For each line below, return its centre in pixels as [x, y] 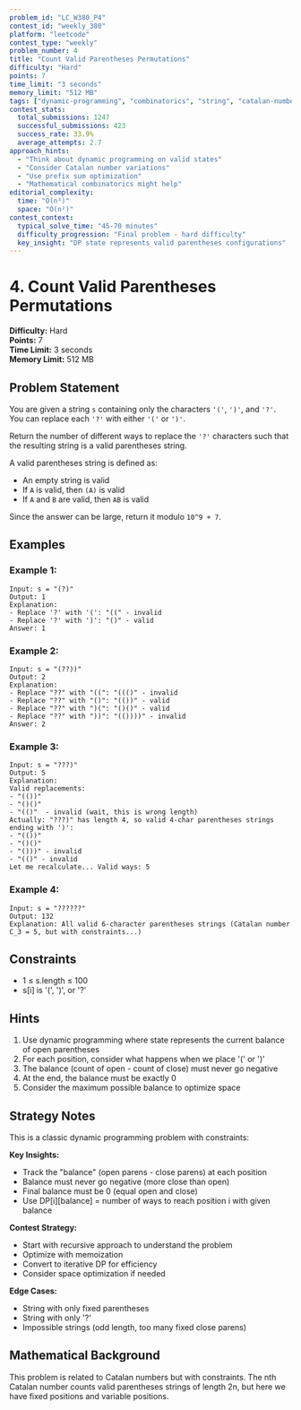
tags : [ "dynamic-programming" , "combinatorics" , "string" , [122, 101]
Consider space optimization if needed [94, 1274]
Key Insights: [34, 1155]
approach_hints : [39, 151]
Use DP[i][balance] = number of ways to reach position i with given [146, 1201]
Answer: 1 [28, 628]
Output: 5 [28, 773]
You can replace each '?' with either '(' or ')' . [98, 419]
